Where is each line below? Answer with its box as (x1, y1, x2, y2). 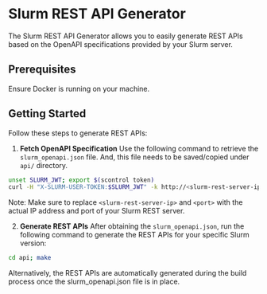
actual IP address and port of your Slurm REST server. (8, 206, 185, 216)
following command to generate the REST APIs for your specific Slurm (19, 230, 250, 240)
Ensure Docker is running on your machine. (8, 84, 150, 93)
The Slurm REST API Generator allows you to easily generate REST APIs (8, 31, 244, 41)
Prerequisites (8, 63, 76, 76)
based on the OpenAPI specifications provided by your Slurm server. (8, 39, 233, 49)
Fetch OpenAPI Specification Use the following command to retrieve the (19, 143, 259, 153)
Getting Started (8, 107, 87, 120)
